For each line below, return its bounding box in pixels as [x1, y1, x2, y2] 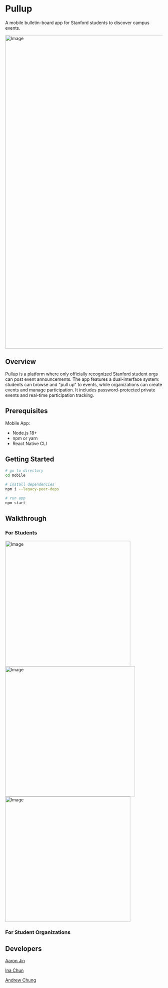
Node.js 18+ [12, 430, 37, 436]
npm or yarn [12, 435, 38, 441]
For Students [5, 529, 37, 536]
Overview [5, 357, 36, 366]
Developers [5, 944, 42, 953]
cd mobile [5, 473, 26, 478]
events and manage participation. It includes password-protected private [5, 387, 156, 393]
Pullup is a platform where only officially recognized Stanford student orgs [5, 371, 158, 377]
